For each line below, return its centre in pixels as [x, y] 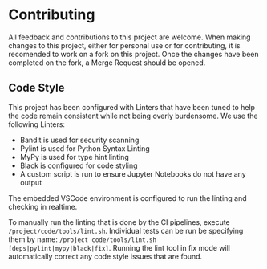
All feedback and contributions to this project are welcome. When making [129, 37]
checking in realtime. [43, 206]
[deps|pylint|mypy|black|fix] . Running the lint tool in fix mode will [119, 247]
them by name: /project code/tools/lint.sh [83, 239]
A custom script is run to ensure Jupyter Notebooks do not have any [133, 173]
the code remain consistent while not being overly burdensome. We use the [133, 116]
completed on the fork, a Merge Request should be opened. [107, 63]
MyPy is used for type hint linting [75, 157]
